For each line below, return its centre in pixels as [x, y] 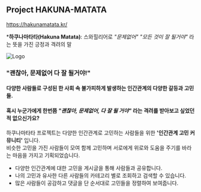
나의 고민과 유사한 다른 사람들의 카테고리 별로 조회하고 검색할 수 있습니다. [100, 175]
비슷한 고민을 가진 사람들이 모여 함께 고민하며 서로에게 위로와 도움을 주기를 [94, 148]
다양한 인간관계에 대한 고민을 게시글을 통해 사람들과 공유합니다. [89, 168]
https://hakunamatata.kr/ [37, 24]
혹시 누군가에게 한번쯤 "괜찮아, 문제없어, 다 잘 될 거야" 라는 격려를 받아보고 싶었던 [100, 110]
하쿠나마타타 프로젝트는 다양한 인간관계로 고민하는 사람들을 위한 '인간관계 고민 [97, 133]
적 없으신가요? [23, 118]
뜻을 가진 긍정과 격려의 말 [42, 44]
